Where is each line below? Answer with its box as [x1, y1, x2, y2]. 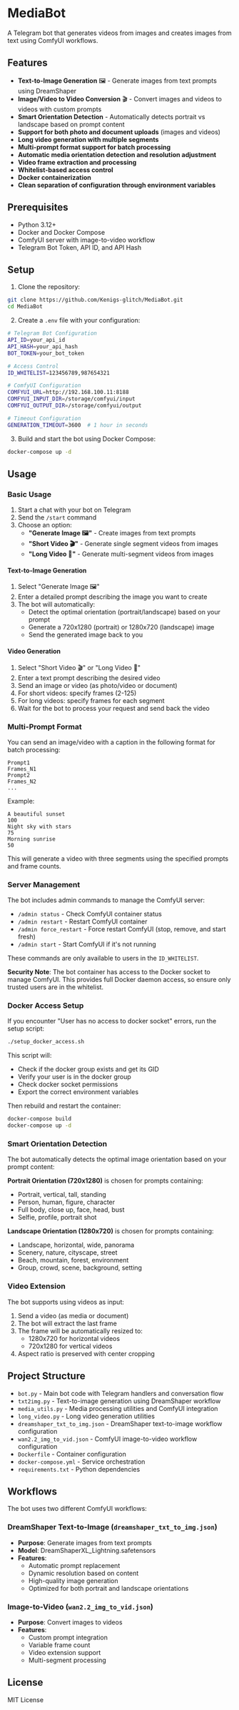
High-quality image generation [28, 1576, 118, 1585]
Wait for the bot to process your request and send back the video [17, 704, 210, 712]
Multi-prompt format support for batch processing [17, 143, 171, 151]
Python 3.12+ [17, 220, 56, 229]
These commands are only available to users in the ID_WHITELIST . [7, 954, 199, 963]
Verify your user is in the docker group [17, 1073, 132, 1081]
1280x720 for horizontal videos [28, 1334, 120, 1342]
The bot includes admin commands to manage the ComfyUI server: [7, 896, 205, 904]
